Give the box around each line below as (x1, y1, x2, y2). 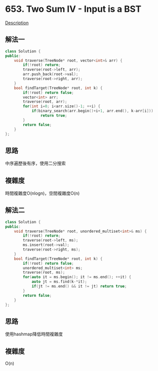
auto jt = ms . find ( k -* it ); (31, 279, 87, 285)
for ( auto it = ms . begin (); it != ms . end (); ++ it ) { (23, 275, 132, 280)
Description (5, 20, 29, 26)
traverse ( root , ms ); (23, 270, 65, 275)
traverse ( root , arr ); (23, 99, 68, 104)
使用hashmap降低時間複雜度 (5, 331, 63, 337)
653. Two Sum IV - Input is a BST (5, 3, 142, 15)
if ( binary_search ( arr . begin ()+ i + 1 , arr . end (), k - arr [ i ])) (31, 109, 154, 114)
